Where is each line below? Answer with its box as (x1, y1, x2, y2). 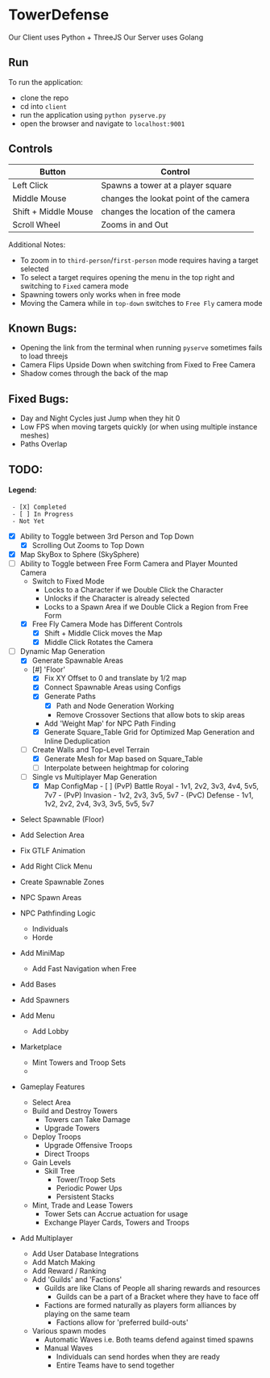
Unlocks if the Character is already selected (44, 593, 190, 603)
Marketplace (19, 1041, 62, 1051)
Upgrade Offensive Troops (44, 1140, 133, 1150)
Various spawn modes (31, 1326, 106, 1335)
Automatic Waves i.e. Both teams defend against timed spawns (44, 1334, 254, 1344)
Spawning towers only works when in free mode (19, 289, 181, 299)
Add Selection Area (19, 830, 85, 840)
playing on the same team (44, 1309, 131, 1318)
